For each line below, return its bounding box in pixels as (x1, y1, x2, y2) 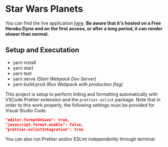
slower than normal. (5, 31, 49, 37)
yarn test (12, 70, 32, 76)
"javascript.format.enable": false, (5, 122, 83, 127)
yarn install (12, 59, 36, 66)
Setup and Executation (5, 46, 79, 54)
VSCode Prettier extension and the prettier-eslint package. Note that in (5, 96, 161, 102)
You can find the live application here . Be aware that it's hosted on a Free (5, 20, 161, 26)
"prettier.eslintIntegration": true (5, 127, 83, 132)
